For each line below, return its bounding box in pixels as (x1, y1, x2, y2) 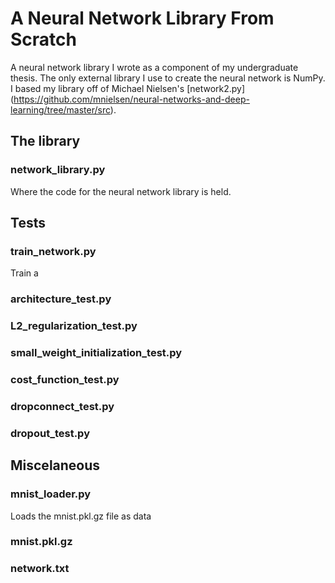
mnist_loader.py (10, 487, 92, 501)
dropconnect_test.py (10, 399, 115, 413)
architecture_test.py (10, 292, 112, 306)
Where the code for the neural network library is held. (10, 185, 232, 197)
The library (10, 133, 81, 150)
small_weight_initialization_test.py (10, 346, 183, 360)
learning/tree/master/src (10, 103, 111, 116)
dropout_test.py (10, 426, 90, 440)
